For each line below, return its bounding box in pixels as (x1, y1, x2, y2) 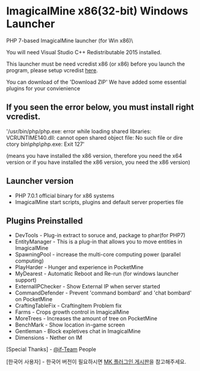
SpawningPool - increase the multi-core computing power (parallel (14, 251, 181, 258)
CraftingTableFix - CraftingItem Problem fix (14, 302, 122, 310)
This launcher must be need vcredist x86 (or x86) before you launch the (6, 60, 186, 67)
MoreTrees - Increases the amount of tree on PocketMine (14, 315, 158, 322)
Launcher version (6, 176, 74, 186)
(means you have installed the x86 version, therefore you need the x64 (6, 152, 183, 159)
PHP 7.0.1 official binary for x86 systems (14, 192, 114, 199)
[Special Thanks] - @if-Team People (6, 346, 96, 353)
